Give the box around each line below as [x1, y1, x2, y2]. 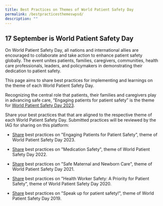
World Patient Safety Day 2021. [12, 166, 75, 172]
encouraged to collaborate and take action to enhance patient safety [5, 52, 143, 59]
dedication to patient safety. [5, 68, 61, 74]
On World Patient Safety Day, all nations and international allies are [5, 47, 139, 53]
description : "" [5, 16, 38, 21]
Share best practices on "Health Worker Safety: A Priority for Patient [12, 176, 149, 182]
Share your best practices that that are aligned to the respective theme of [5, 112, 152, 118]
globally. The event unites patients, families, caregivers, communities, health [5, 58, 159, 63]
